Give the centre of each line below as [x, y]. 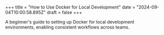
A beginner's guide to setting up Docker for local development [70, 22]
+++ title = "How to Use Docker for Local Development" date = [70, 7]
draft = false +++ [65, 12]
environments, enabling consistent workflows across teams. [67, 27]
